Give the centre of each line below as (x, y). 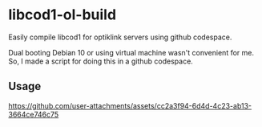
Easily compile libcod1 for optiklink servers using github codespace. (120, 37)
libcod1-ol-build (62, 15)
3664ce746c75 (34, 114)
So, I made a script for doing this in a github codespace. (101, 61)
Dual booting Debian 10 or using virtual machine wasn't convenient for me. (131, 52)
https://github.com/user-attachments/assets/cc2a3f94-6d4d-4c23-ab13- (130, 105)
